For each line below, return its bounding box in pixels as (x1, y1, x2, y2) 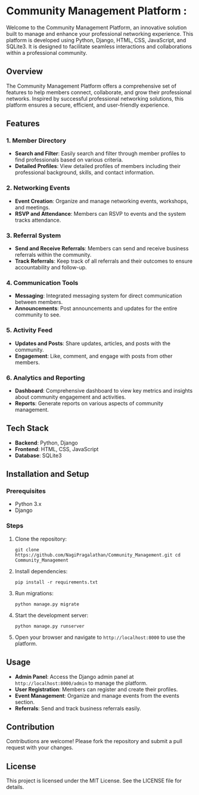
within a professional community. (6, 49, 88, 56)
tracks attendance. (14, 216, 61, 223)
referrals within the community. (14, 251, 92, 259)
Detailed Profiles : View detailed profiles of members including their (14, 163, 181, 170)
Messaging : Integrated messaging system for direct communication (14, 292, 182, 299)
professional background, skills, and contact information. (14, 169, 155, 176)
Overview (6, 67, 43, 77)
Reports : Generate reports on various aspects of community (14, 399, 164, 406)
